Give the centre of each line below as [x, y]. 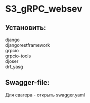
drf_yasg [14, 67]
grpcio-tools [18, 56]
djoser [12, 61]
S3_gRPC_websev [44, 9]
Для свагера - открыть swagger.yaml [45, 95]
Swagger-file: [27, 82]
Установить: [26, 28]
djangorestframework [28, 45]
